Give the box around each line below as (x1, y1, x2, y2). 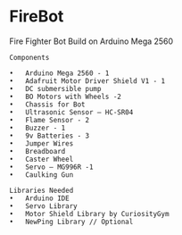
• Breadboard (9, 147, 66, 155)
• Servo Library (9, 201, 78, 211)
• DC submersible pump (9, 84, 102, 93)
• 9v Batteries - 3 (9, 131, 90, 140)
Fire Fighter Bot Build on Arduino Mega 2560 (9, 36, 174, 46)
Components (9, 53, 50, 62)
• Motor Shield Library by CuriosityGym (9, 209, 170, 218)
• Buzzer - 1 (9, 123, 66, 132)
